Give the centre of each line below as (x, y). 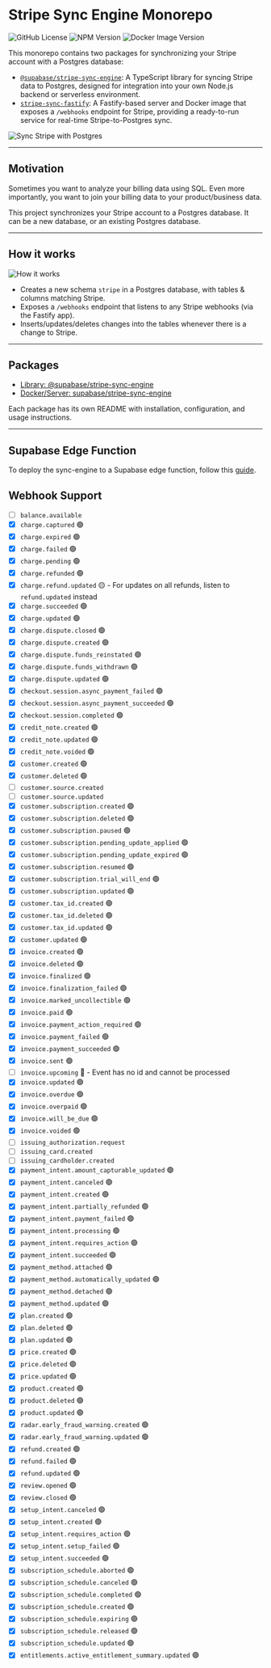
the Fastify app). (47, 315)
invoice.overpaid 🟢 (54, 1106)
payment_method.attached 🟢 (66, 1267)
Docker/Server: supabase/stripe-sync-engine (96, 393)
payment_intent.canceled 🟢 (66, 1182)
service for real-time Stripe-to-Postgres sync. (96, 120)
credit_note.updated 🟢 (59, 739)
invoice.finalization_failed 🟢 (73, 988)
